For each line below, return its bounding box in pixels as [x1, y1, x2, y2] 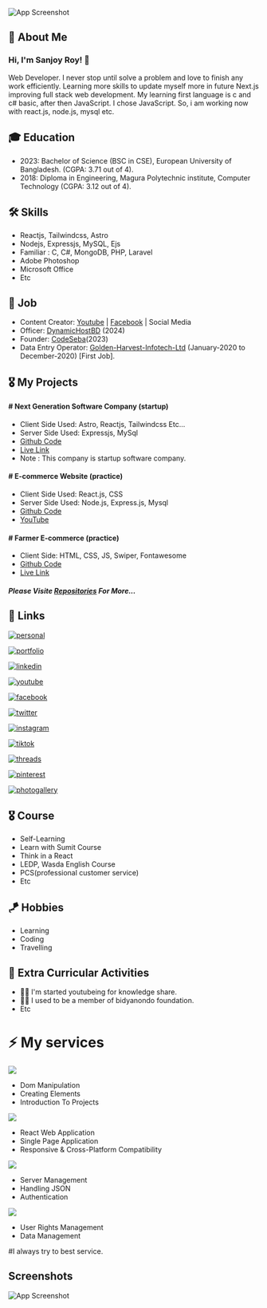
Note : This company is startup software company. [19, 453, 187, 463]
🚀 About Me [8, 30, 68, 44]
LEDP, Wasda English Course [19, 859, 116, 869]
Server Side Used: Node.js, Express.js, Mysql [19, 497, 169, 507]
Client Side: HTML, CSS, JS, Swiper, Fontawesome [19, 551, 187, 560]
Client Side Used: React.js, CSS [19, 489, 124, 499]
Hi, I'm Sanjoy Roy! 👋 [8, 54, 90, 65]
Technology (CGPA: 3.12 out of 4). [19, 181, 132, 191]
